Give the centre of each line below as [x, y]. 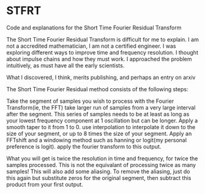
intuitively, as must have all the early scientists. [65, 65]
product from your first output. [45, 184]
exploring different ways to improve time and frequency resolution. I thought [102, 52]
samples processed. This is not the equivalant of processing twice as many [101, 165]
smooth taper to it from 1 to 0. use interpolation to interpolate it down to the [101, 127]
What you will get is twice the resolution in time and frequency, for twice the [102, 158]
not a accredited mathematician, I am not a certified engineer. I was [91, 46]
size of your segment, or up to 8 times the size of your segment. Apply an [99, 133]
